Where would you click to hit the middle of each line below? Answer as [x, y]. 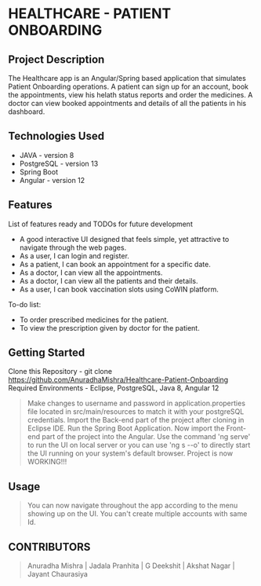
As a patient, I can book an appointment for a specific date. [115, 264]
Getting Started [47, 353]
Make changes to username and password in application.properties [136, 403]
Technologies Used [56, 136]
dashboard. [27, 112]
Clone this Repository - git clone [60, 372]
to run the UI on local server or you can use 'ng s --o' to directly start [139, 445]
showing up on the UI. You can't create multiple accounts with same [137, 514]
